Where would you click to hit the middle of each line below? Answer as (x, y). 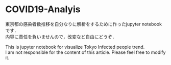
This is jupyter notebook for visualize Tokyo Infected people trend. (75, 47)
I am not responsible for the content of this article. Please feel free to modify (86, 52)
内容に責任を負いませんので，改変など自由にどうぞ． (61, 37)
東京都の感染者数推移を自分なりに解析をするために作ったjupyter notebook (84, 24)
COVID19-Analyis (43, 9)
